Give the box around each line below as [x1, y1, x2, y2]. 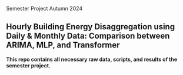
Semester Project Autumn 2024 [6, 5, 83, 12]
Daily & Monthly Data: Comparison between [6, 31, 170, 41]
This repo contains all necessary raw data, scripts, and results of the [6, 56, 178, 63]
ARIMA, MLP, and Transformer [6, 40, 120, 50]
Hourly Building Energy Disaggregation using [6, 22, 175, 32]
